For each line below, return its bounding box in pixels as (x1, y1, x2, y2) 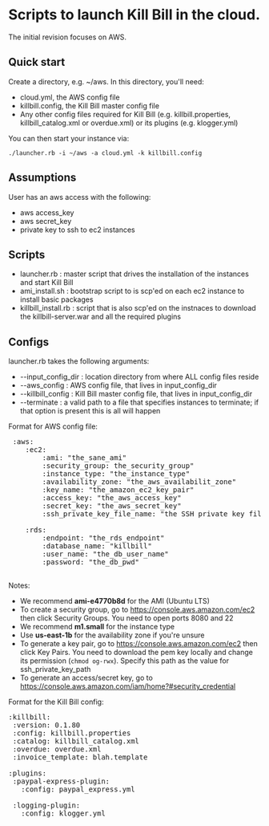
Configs (8, 335, 50, 348)
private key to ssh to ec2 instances (19, 225, 135, 234)
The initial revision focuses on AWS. (8, 32, 126, 42)
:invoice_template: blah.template (12, 753, 148, 762)
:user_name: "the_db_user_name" (42, 550, 170, 559)
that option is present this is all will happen (19, 406, 161, 416)
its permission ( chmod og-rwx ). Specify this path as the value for (19, 656, 230, 665)
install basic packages (19, 295, 94, 304)
